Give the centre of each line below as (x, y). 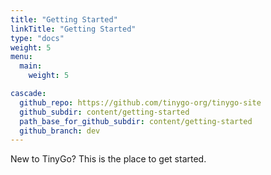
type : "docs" (37, 38)
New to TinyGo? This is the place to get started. (108, 159)
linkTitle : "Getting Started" (73, 29)
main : (31, 66)
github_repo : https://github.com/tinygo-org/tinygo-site (140, 102)
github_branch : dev (60, 131)
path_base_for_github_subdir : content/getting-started (136, 121)
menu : (21, 57)
